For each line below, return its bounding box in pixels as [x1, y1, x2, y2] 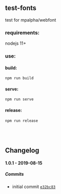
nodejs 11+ [5, 40, 26, 46]
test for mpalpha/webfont [5, 17, 56, 23]
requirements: [5, 29, 40, 36]
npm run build [5, 76, 34, 81]
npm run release [5, 118, 38, 123]
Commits [5, 171, 24, 177]
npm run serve [5, 97, 34, 102]
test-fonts [5, 4, 37, 12]
